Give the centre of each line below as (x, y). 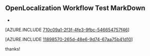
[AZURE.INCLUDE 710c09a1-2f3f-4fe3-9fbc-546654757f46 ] (67, 30)
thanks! (13, 49)
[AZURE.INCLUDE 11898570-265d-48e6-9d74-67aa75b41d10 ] (69, 39)
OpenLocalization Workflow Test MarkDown (75, 8)
